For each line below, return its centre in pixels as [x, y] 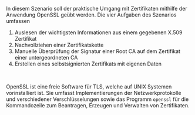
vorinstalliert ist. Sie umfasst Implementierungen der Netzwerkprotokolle [94, 93]
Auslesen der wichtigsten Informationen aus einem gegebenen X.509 [98, 32]
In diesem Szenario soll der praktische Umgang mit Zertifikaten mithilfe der [97, 9]
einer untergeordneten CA [46, 57]
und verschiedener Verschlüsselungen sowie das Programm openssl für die [97, 99]
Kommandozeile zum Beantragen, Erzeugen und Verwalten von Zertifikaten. [98, 105]
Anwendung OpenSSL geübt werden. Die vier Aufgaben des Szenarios [92, 15]
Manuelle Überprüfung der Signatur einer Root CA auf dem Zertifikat [97, 51]
